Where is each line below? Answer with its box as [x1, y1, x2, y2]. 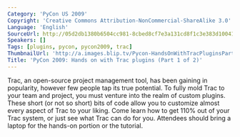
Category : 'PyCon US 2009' [7, 10, 88, 18]
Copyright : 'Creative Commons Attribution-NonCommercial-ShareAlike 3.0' [7, 17, 232, 24]
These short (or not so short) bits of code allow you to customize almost [7, 99, 220, 107]
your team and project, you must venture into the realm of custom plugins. [7, 91, 226, 99]
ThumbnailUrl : [7, 50, 50, 57]
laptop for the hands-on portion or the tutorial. [7, 121, 144, 130]
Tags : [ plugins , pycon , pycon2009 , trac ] [7, 43, 133, 50]
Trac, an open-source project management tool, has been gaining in [7, 76, 208, 84]
